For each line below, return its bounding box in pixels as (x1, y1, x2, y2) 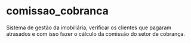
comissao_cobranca (6, 4, 109, 18)
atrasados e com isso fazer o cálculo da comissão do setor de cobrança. (6, 30, 185, 37)
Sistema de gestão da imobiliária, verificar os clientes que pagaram (6, 24, 172, 31)
